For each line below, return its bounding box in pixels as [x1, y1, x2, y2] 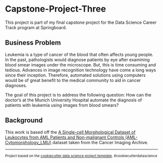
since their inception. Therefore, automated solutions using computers [5, 72, 146, 78]
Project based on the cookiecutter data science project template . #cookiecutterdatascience [5, 153, 158, 158]
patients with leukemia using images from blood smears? [5, 102, 119, 108]
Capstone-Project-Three [5, 3, 106, 15]
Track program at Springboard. [5, 24, 67, 30]
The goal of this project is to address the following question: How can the [5, 92, 152, 98]
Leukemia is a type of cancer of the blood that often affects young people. [5, 51, 154, 57]
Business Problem [5, 39, 61, 47]
